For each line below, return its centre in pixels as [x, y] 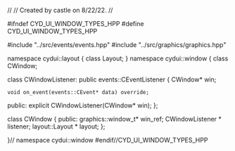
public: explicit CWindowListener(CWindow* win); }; [83, 105]
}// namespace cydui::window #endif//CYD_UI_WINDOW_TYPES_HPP [108, 140]
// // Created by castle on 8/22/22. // [60, 10]
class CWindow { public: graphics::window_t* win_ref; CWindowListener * [114, 119]
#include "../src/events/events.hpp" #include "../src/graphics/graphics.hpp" [117, 45]
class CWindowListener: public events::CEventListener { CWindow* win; [112, 79]
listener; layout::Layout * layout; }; [56, 126]
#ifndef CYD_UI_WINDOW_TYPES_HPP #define [76, 24]
